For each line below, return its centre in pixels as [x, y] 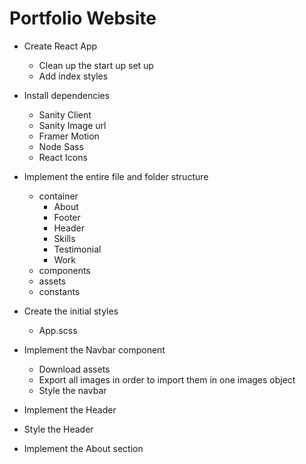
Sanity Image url [72, 125]
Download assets [74, 369]
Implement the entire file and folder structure [116, 176]
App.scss [58, 330]
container [58, 196]
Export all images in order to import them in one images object [167, 379]
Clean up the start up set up [96, 65]
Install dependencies [67, 95]
